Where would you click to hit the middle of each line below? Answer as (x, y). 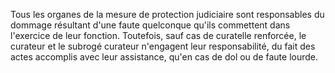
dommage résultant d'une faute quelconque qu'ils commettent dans (150, 25)
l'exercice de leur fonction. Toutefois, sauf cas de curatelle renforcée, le (158, 35)
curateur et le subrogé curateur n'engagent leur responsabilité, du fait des (163, 46)
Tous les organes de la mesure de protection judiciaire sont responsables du (167, 14)
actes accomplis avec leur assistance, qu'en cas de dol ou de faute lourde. (164, 57)
